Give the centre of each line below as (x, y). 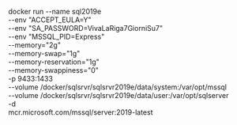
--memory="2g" (35, 45)
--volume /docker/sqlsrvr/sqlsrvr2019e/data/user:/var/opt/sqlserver (118, 95)
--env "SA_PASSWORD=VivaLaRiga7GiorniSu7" (86, 28)
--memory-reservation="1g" (54, 62)
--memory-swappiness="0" (53, 70)
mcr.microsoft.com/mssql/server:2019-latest (81, 112)
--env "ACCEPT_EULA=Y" (50, 20)
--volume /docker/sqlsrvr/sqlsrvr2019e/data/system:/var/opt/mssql (118, 87)
